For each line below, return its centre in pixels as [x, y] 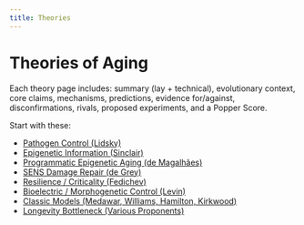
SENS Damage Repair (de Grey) [82, 172]
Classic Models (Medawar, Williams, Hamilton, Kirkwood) [130, 200]
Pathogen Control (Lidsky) [72, 143]
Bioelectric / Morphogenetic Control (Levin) [104, 191]
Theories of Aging [79, 62]
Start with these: [40, 125]
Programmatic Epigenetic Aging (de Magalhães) [112, 162]
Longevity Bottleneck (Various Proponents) [103, 210]
